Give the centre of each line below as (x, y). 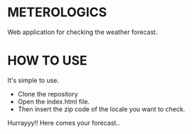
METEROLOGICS (57, 12)
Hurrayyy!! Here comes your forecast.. (64, 123)
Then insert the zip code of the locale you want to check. (101, 109)
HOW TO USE (47, 61)
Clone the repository (48, 94)
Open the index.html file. (54, 101)
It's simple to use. (33, 80)
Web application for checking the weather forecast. (82, 32)
